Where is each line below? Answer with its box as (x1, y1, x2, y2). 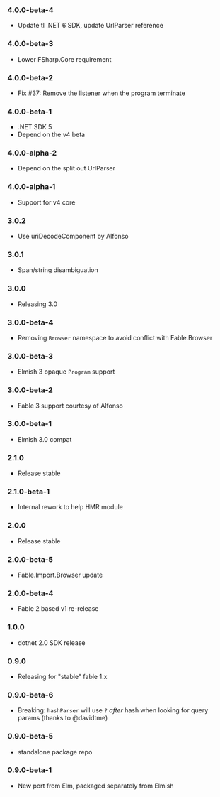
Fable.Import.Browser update (17, 570, 103, 580)
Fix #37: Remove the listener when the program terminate (17, 89, 185, 97)
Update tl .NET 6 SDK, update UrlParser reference (17, 21, 164, 30)
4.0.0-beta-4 (7, 5, 54, 15)
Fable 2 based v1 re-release (17, 604, 99, 613)
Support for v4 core (17, 197, 76, 207)
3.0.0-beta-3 (7, 351, 54, 361)
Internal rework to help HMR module (17, 503, 124, 511)
